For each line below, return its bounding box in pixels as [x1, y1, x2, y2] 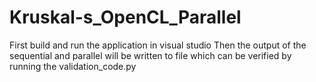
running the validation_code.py [9, 60, 137, 72]
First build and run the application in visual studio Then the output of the [9, 39, 307, 51]
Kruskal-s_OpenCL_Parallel [9, 6, 242, 29]
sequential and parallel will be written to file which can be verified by [9, 49, 292, 61]
